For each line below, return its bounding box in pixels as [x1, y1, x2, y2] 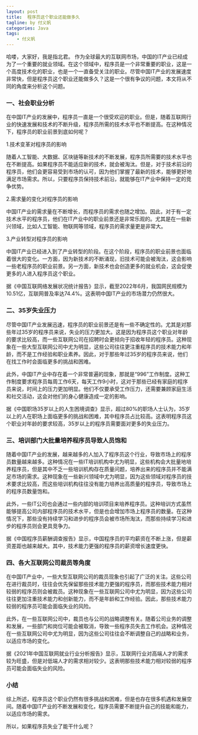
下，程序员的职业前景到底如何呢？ [6, 128, 89, 135]
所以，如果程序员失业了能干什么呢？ [6, 723, 94, 730]
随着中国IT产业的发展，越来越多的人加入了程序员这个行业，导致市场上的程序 [6, 451, 192, 458]
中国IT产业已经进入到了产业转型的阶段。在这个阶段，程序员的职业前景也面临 [6, 248, 192, 255]
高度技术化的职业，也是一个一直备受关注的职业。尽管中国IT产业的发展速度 [11, 68, 192, 75]
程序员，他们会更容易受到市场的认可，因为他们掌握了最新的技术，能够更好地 [6, 168, 192, 175]
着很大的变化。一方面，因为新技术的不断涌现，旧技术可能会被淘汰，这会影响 [6, 255, 192, 263]
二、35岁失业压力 [6, 306, 57, 315]
